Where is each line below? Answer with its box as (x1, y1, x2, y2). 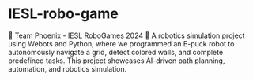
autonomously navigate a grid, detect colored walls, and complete (8, 47, 224, 57)
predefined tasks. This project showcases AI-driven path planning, (8, 56, 225, 65)
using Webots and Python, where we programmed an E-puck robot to (8, 39, 235, 48)
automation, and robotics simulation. (8, 64, 127, 73)
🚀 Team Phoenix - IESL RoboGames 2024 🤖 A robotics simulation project (8, 31, 245, 40)
